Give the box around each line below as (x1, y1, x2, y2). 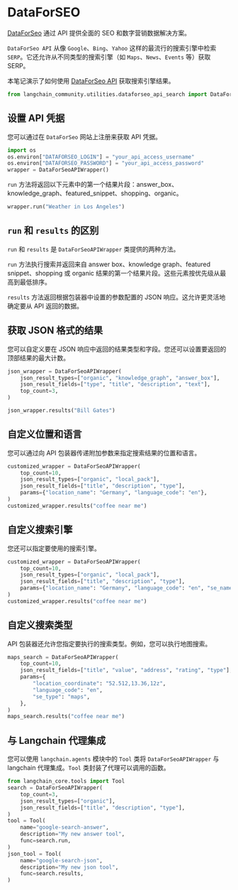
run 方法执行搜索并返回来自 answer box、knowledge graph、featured (7, 260, 211, 268)
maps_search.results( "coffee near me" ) (7, 713, 125, 720)
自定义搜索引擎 (7, 523, 73, 536)
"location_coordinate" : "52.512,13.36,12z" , (33, 680, 166, 688)
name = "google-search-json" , (20, 857, 103, 864)
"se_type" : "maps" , (33, 693, 91, 700)
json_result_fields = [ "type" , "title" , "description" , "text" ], (20, 381, 211, 388)
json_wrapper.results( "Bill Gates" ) (7, 407, 115, 414)
